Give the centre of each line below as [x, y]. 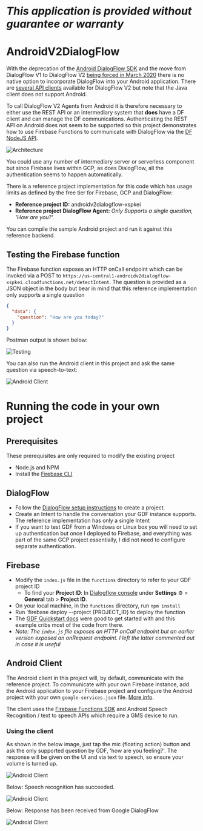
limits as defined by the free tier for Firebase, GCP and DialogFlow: [90, 193]
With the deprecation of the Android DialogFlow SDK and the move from [96, 68]
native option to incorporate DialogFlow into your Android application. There [101, 81]
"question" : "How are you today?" [61, 317]
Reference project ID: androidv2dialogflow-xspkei [78, 205]
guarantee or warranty [65, 24]
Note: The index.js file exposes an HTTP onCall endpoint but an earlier [105, 631]
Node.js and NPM [37, 468]
